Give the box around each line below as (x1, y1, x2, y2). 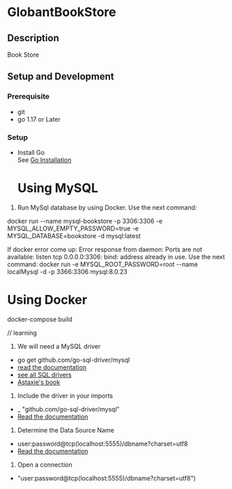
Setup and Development (7, 71, 114, 82)
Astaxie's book (17, 378, 61, 386)
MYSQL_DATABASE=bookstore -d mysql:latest (7, 231, 141, 240)
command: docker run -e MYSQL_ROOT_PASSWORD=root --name (7, 260, 199, 268)
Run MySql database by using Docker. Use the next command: (17, 203, 197, 212)
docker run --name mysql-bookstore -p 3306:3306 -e (7, 217, 163, 225)
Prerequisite (7, 92, 50, 101)
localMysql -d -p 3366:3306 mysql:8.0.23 (7, 267, 127, 276)
